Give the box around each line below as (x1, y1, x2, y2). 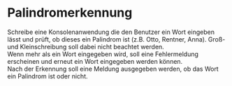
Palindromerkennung (7, 5, 133, 21)
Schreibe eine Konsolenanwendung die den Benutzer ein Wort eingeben (7, 28, 215, 36)
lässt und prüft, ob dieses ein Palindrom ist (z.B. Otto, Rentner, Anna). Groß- (7, 35, 226, 43)
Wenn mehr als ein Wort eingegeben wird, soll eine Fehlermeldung (7, 50, 199, 58)
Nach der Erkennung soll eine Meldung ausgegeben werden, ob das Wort (7, 64, 219, 73)
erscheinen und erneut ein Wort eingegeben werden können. (7, 57, 183, 65)
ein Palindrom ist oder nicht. (7, 71, 89, 80)
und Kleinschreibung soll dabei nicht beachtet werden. (7, 42, 164, 51)
